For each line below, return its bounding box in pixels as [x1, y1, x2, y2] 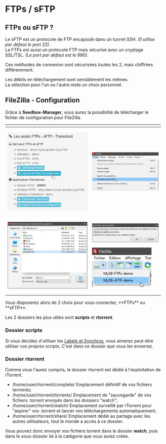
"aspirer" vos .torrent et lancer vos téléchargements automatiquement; [12, 408, 157, 414]
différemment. [5, 67, 34, 73]
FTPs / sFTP [5, 3, 56, 15]
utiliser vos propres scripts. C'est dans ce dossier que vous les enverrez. [5, 343, 154, 349]
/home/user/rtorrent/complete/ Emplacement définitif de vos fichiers [12, 382, 152, 388]
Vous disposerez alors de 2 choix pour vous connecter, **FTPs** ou [5, 299, 145, 305]
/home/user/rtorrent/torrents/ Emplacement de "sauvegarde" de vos [12, 392, 152, 398]
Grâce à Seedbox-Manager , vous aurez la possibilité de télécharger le [5, 109, 149, 115]
